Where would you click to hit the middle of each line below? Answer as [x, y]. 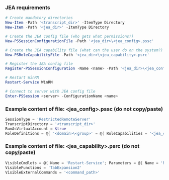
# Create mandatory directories [39, 18]
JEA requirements [28, 8]
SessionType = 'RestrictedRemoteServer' [48, 119]
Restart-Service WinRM [29, 82]
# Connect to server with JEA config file [50, 91]
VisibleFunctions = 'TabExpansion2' [44, 167]
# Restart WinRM [22, 78]
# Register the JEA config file [39, 64]
